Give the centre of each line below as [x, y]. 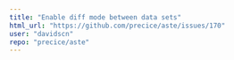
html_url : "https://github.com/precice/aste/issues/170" [117, 26]
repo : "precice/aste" [50, 42]
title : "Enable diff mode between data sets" [95, 17]
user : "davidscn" [42, 34]
